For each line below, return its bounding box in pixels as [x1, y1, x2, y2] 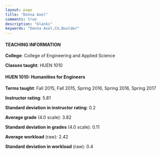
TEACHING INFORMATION [5, 41, 61, 48]
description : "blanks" [5, 21, 53, 27]
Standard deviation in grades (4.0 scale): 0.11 [5, 124, 100, 130]
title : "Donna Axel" [5, 12, 49, 17]
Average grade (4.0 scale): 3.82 [5, 114, 72, 120]
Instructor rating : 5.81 [5, 95, 51, 101]
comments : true [5, 17, 37, 22]
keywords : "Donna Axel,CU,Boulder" [5, 26, 80, 31]
